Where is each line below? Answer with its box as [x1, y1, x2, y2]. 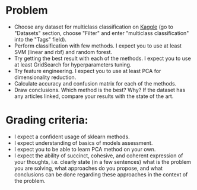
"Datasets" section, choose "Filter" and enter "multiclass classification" [14, 29, 189, 36]
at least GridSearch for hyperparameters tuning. [14, 61, 132, 68]
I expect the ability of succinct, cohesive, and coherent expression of [14, 152, 183, 159]
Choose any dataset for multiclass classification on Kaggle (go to [14, 23, 173, 30]
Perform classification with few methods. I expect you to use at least [14, 42, 182, 49]
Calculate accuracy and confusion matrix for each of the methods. [14, 80, 177, 87]
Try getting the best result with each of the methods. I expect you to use [14, 55, 191, 62]
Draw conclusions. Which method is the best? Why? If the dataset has [14, 86, 186, 93]
